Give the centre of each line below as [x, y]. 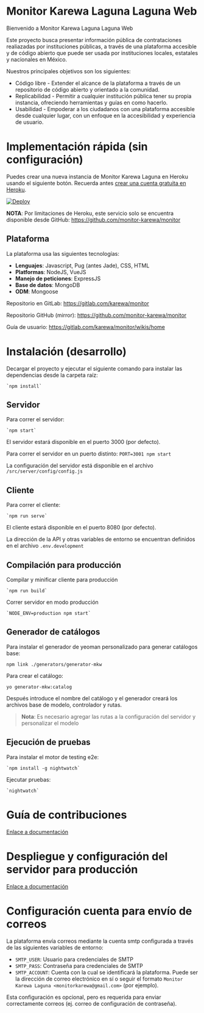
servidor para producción [72, 869]
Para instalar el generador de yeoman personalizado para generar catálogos [102, 647]
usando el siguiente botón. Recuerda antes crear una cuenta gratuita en [96, 183]
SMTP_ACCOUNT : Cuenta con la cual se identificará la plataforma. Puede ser [106, 972]
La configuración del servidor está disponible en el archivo [80, 466]
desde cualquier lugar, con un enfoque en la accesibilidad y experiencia [105, 115]
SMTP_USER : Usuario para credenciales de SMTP [74, 959]
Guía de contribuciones [67, 815]
